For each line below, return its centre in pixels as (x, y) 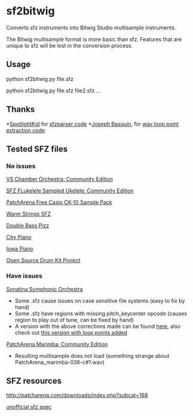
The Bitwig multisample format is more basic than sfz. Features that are (94, 39)
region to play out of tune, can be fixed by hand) (74, 319)
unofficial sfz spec (29, 407)
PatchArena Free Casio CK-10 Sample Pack (59, 203)
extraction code (26, 130)
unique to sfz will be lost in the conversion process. (70, 46)
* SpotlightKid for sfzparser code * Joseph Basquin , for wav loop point (93, 123)
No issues (21, 166)
